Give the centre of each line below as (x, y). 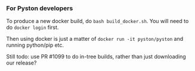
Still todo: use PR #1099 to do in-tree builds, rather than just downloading (96, 57)
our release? (21, 63)
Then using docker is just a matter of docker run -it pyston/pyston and (95, 39)
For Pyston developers (40, 8)
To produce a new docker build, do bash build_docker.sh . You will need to (97, 21)
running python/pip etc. (35, 45)
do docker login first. (32, 27)
